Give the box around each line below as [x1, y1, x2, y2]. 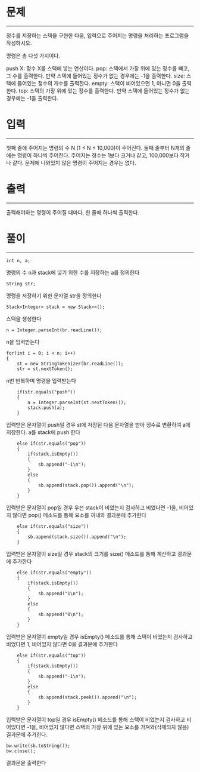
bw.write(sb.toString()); [6, 743, 70, 749]
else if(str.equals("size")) [17, 523, 89, 529]
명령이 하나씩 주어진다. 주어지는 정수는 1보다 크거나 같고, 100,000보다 [17, 152, 179, 159]
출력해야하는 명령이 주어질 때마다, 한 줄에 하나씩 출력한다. [6, 208, 140, 216]
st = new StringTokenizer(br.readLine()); [17, 361, 124, 367]
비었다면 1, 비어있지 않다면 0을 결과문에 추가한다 [6, 640, 118, 648]
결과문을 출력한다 [6, 759, 46, 766]
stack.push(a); [27, 404, 65, 411]
